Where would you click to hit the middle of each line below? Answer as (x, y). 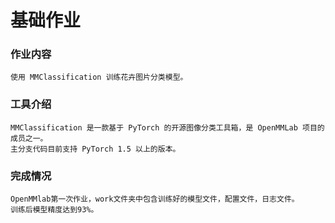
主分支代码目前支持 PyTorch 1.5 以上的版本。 (95, 149)
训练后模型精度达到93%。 (54, 210)
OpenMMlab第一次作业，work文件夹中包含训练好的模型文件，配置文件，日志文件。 (155, 199)
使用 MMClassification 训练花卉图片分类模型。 (99, 77)
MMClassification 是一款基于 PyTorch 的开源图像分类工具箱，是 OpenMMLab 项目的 (167, 127)
